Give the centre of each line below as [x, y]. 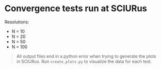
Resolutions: [17, 22]
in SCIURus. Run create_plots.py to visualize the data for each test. [84, 61]
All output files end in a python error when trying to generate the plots [86, 56]
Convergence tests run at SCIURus [76, 9]
